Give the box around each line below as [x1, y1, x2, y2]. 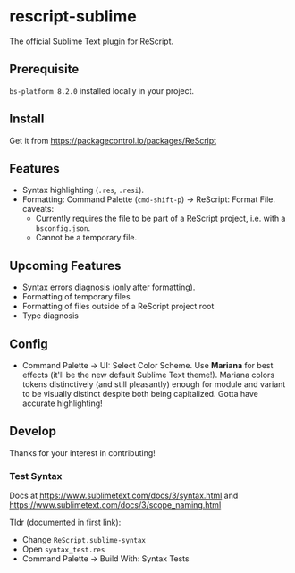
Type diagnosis [21, 310, 79, 321]
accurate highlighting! [21, 398, 103, 409]
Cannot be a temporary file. [35, 232, 138, 243]
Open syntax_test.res [21, 544, 105, 555]
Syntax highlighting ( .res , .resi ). [21, 185, 145, 196]
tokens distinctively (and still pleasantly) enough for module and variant [21, 379, 286, 390]
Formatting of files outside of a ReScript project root [21, 301, 215, 312]
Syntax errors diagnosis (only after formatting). [21, 282, 196, 292]
